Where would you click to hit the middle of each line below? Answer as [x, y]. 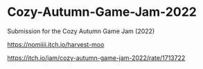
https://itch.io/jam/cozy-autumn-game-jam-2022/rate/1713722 [96, 58]
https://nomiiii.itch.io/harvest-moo [56, 44]
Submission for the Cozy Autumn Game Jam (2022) [81, 31]
